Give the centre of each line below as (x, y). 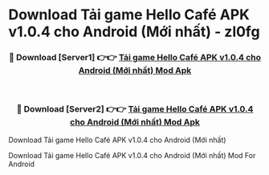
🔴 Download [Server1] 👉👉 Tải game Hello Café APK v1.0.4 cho (135, 58)
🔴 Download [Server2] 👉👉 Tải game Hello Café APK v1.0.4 (135, 109)
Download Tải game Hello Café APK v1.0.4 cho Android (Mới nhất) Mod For (132, 155)
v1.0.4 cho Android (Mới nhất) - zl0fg (134, 32)
